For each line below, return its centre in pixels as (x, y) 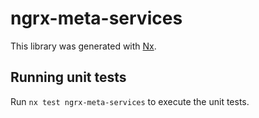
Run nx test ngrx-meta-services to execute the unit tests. (130, 101)
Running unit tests (68, 77)
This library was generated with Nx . (83, 46)
